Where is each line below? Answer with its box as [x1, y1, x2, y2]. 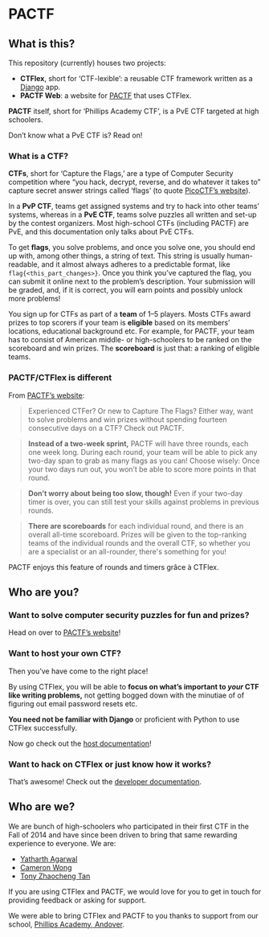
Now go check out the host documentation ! [8, 739, 152, 748]
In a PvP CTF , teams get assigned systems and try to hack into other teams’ [8, 202, 259, 211]
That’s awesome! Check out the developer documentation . [8, 776, 202, 786]
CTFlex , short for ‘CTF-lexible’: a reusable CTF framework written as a [19, 74, 253, 83]
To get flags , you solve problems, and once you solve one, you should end [8, 243, 255, 252]
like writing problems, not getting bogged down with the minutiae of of [8, 690, 245, 700]
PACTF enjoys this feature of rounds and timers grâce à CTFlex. [8, 562, 219, 571]
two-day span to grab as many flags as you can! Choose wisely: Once [27, 456, 260, 465]
